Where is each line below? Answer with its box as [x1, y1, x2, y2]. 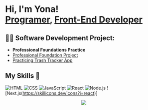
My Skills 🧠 [5, 72, 40, 80]
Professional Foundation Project [12, 52, 78, 58]
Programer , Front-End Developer [5, 14, 143, 25]
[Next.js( [5, 90, 23, 96]
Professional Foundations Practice [12, 47, 86, 53]
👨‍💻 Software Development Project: [5, 34, 115, 42]
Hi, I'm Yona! [5, 3, 59, 15]
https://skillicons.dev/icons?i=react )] [22, 90, 98, 96]
